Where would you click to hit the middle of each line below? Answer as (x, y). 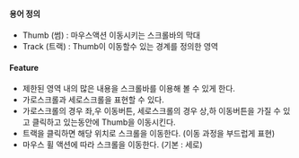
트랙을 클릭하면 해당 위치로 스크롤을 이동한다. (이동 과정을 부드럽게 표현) (149, 134)
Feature (24, 67)
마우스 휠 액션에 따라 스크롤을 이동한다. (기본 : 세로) (113, 145)
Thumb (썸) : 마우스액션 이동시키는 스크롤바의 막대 (111, 35)
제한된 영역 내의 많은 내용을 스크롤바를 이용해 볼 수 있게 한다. (129, 89)
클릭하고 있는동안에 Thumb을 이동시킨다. (104, 122)
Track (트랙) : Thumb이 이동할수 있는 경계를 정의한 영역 (120, 47)
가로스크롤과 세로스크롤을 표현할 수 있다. (93, 100)
